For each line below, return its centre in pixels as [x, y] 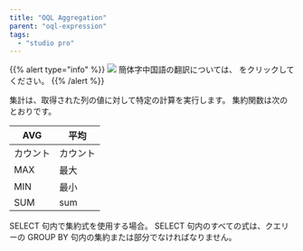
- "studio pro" [46, 43]
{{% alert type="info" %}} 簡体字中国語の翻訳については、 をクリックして [152, 70]
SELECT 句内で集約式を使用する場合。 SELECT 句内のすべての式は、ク [142, 226]
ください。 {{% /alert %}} [57, 81]
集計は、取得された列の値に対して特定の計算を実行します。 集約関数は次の [149, 100]
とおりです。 [33, 112]
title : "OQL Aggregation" [58, 18]
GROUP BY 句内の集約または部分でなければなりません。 [132, 237]
